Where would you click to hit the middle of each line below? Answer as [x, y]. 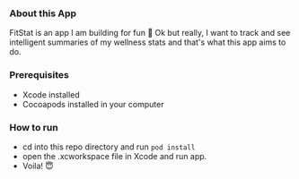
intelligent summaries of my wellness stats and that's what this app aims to [148, 42]
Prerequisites [39, 75]
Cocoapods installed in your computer [93, 104]
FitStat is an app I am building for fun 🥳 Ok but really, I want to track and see [150, 33]
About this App [43, 13]
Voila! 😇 [38, 166]
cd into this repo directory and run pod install [109, 147]
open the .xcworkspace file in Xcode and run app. [114, 156]
